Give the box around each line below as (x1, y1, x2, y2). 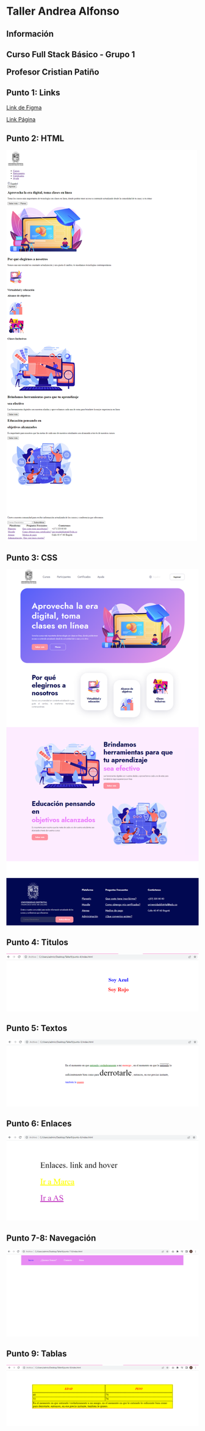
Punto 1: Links (6, 87, 60, 98)
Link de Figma (6, 104, 42, 111)
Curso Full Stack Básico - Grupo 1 (6, 49, 135, 59)
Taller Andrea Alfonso (6, 4, 120, 18)
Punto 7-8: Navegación (6, 1233, 96, 1243)
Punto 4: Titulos (6, 937, 69, 947)
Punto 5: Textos (6, 1023, 68, 1033)
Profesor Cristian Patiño (6, 67, 99, 77)
